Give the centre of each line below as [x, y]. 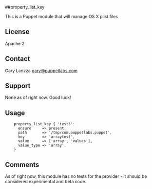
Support [18, 86]
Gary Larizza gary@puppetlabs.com [41, 71]
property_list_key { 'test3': [45, 124]
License [17, 32]
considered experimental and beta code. [46, 182]
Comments [22, 164]
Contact [18, 59]
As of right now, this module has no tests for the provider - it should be [76, 176]
